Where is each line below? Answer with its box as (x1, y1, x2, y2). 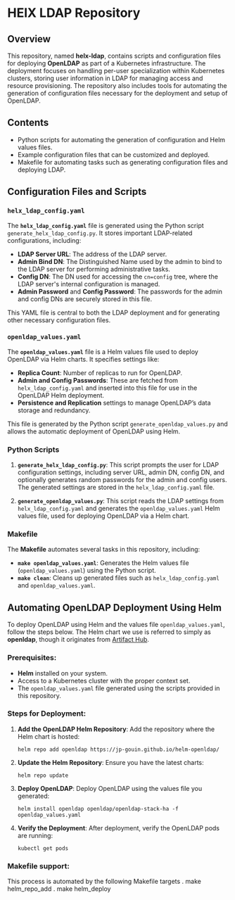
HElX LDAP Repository (7, 5, 141, 21)
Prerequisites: (7, 653, 57, 663)
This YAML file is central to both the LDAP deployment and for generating (7, 308, 220, 317)
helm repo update (17, 772, 69, 779)
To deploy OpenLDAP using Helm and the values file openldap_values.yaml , (7, 621, 225, 629)
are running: (17, 831, 53, 839)
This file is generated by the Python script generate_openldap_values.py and (7, 419, 229, 428)
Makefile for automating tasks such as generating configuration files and (17, 158, 229, 166)
